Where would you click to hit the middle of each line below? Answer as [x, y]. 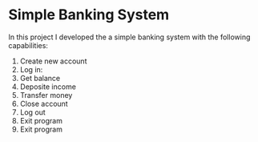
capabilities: [28, 45]
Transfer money [46, 95]
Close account [44, 103]
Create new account [53, 61]
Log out [32, 112]
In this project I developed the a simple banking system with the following [129, 37]
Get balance [40, 78]
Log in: [31, 69]
